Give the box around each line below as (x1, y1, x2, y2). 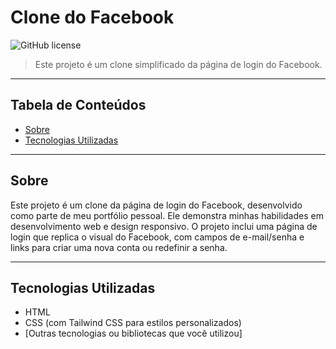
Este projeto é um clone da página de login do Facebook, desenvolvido (10, 199, 303, 211)
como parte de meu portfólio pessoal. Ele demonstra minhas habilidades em (10, 209, 324, 221)
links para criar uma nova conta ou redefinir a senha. (10, 241, 228, 253)
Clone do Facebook (10, 6, 175, 29)
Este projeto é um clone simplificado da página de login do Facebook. (34, 58, 323, 70)
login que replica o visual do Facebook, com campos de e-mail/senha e (10, 231, 305, 243)
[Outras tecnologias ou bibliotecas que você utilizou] (24, 327, 243, 340)
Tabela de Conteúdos (10, 97, 147, 114)
